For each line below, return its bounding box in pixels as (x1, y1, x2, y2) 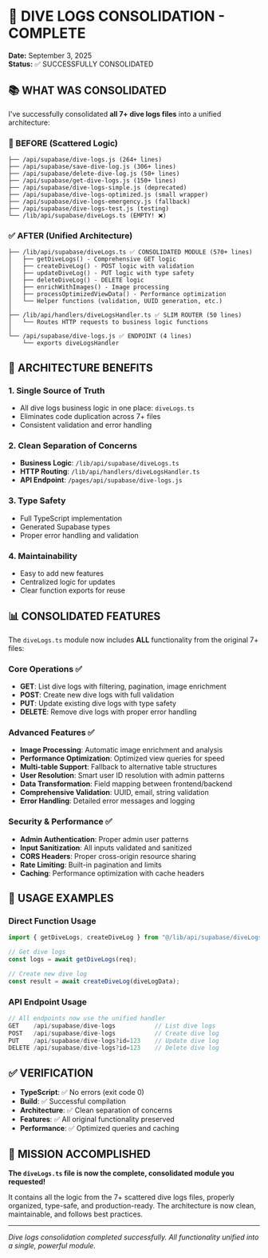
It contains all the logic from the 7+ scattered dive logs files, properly (8, 1192, 235, 1202)
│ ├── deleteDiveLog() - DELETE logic (8, 276, 145, 285)
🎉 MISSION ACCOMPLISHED (8, 1147, 152, 1160)
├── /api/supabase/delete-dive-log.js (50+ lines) (8, 170, 180, 178)
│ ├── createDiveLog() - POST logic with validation (8, 262, 195, 270)
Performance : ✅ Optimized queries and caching (19, 1124, 179, 1133)
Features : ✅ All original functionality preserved (19, 1115, 175, 1124)
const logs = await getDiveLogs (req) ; (8, 956, 137, 964)
